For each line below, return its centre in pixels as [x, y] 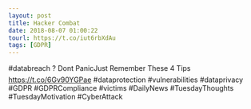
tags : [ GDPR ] [30, 45]
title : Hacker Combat [44, 23]
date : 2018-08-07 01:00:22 [53, 30]
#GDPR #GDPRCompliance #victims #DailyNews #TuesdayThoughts [121, 88]
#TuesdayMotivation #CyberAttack [66, 97]
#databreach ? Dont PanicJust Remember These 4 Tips [100, 68]
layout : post [30, 16]
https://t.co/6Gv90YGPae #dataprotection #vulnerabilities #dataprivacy [126, 80]
